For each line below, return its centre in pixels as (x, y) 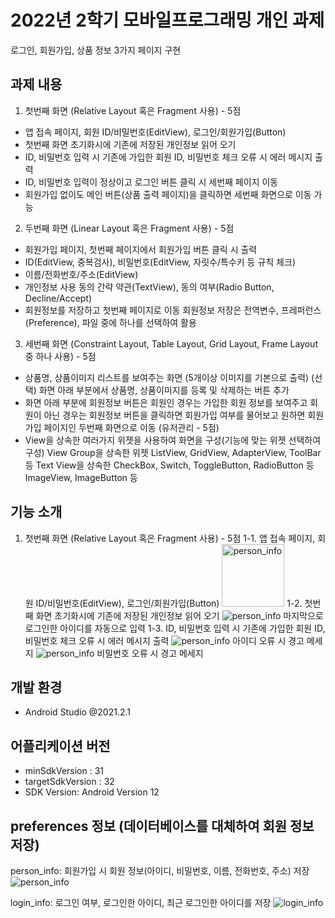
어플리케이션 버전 (60, 746)
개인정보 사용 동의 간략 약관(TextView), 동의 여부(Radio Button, (149, 287)
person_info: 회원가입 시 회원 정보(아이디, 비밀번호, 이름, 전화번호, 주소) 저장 (160, 870)
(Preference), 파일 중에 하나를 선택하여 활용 (110, 322)
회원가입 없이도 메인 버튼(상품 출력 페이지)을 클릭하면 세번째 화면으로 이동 (168, 194)
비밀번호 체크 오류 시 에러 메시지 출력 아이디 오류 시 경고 (164, 640)
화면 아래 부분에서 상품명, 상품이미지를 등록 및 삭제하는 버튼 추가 (164, 390)
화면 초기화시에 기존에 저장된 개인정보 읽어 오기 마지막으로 (179, 615)
